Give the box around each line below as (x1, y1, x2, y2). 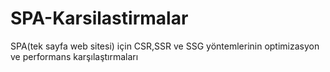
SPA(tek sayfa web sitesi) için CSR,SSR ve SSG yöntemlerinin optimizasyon (10, 40, 320, 52)
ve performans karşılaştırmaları (10, 50, 139, 62)
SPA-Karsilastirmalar (10, 7, 189, 30)
